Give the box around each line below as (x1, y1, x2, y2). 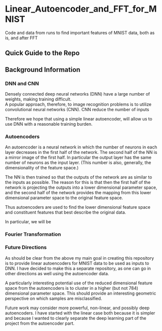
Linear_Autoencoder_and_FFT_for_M (5, 3, 157, 15)
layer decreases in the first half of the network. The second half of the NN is (5, 149, 158, 155)
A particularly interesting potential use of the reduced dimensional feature (5, 280, 153, 286)
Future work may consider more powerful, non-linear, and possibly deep (5, 305, 150, 311)
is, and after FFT (5, 35, 38, 41)
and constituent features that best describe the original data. (5, 210, 126, 215)
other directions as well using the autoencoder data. (5, 270, 109, 276)
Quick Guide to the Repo (5, 49, 80, 57)
